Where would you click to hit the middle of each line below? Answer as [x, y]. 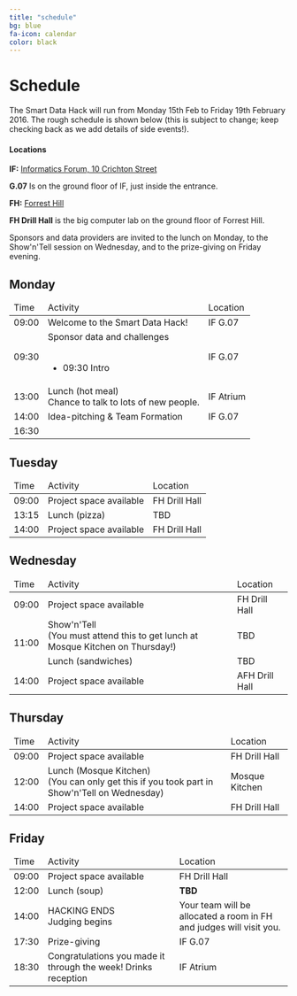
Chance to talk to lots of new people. [124, 402]
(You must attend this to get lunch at [123, 636]
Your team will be [215, 906]
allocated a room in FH [226, 916]
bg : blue [25, 26]
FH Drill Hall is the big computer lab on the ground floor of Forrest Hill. [137, 220]
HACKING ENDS [81, 911]
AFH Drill [255, 676]
